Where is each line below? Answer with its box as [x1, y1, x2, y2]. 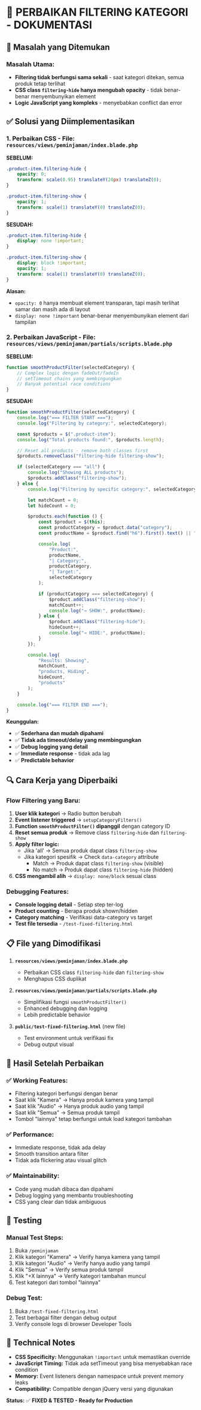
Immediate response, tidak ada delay [14, 1144, 106, 1151]
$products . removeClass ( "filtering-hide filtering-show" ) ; [17, 453, 165, 459]
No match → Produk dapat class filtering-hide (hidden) [32, 866, 173, 873]
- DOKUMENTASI [6, 18, 93, 32]
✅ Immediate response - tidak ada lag [14, 750, 111, 757]
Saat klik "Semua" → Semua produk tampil [14, 1109, 120, 1116]
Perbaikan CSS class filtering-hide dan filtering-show [23, 969, 164, 976]
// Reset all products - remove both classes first [17, 447, 148, 453]
